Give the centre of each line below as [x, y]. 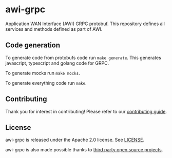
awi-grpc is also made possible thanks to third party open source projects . [84, 150]
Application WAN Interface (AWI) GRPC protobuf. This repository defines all [85, 24]
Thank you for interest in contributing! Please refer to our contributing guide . [86, 111]
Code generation [33, 45]
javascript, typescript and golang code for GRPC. [57, 63]
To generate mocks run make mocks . [43, 73]
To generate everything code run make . [46, 83]
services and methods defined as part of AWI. [54, 29]
